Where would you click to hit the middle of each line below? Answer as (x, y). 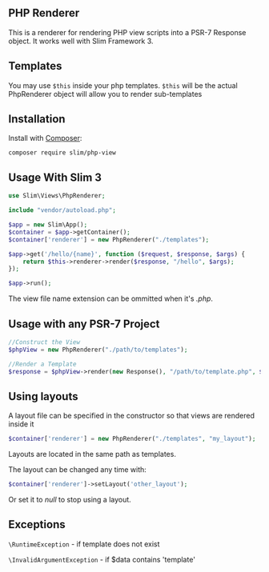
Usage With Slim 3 (55, 177)
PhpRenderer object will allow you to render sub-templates (105, 94)
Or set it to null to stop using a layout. (70, 500)
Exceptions (37, 524)
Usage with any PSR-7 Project (84, 324)
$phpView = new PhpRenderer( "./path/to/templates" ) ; (98, 350)
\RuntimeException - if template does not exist (84, 544)
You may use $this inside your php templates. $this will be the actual (123, 85)
